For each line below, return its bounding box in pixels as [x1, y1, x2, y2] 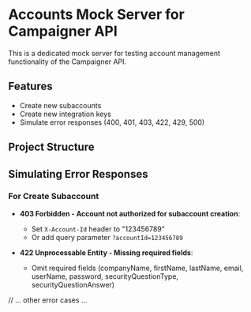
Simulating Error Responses [8, 167, 148, 181]
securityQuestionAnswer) [31, 280, 115, 289]
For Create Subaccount [8, 191, 99, 202]
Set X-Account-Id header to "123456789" [31, 224, 166, 234]
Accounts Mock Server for [8, 6, 185, 24]
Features [8, 80, 53, 93]
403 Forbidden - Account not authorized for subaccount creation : [19, 209, 241, 218]
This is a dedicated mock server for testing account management [8, 48, 221, 58]
